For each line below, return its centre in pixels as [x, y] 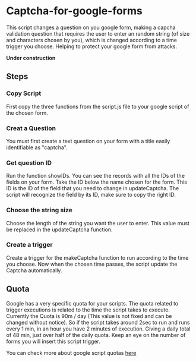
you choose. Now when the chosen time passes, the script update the [92, 264]
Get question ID [29, 163]
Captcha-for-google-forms [74, 11]
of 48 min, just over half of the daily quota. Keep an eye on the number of [96, 335]
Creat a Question [31, 128]
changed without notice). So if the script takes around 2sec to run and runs [98, 322]
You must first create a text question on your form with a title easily [88, 141]
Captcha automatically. [34, 270]
